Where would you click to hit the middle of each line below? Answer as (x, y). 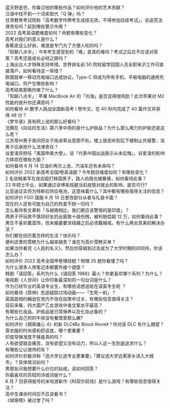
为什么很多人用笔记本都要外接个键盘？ (45, 267)
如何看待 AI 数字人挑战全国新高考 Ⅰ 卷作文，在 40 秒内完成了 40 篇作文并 (81, 109)
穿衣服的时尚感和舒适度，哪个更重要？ (45, 330)
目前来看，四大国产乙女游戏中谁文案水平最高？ (54, 305)
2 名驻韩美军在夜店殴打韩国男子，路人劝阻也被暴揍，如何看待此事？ (76, 178)
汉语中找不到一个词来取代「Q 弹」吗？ (45, 14)
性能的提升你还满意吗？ (30, 102)
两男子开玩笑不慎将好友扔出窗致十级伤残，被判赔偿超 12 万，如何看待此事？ (84, 216)
